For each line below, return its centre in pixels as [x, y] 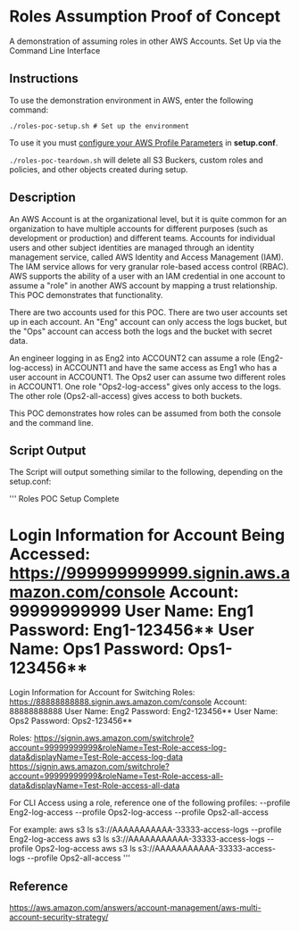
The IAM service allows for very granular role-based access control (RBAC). [149, 266]
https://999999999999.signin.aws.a [149, 573]
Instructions [44, 79]
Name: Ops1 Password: [97, 648]
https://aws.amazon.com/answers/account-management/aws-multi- [135, 908]
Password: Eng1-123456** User [132, 630]
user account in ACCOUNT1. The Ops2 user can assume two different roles [148, 377]
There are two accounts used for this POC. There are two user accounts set [149, 312]
